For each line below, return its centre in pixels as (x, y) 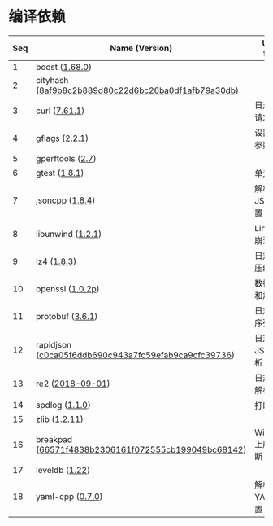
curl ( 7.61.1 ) (61, 111)
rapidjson (54, 344)
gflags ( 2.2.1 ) (63, 138)
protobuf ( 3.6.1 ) (67, 316)
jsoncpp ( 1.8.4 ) (66, 200)
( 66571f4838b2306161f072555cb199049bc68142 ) (141, 449)
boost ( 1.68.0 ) (64, 67)
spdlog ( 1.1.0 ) (63, 405)
